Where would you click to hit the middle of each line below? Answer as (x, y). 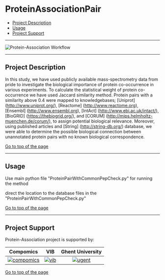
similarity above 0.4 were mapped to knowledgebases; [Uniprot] (70, 100)
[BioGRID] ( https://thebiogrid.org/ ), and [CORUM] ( (56, 116)
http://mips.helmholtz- (130, 116)
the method (17, 184)
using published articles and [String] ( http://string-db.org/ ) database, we (79, 126)
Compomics (24, 252)
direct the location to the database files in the (51, 193)
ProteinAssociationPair (53, 9)
